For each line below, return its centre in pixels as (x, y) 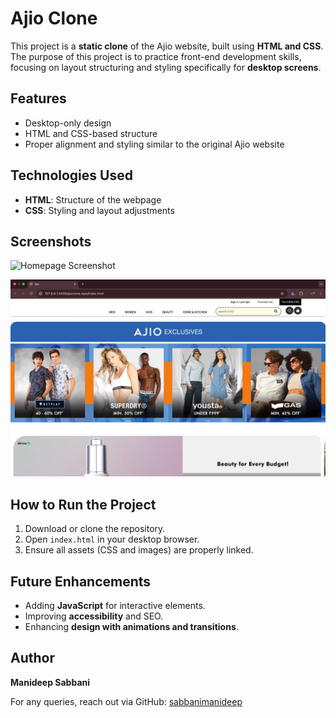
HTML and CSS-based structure (91, 133)
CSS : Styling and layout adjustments (99, 210)
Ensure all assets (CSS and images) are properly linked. (139, 550)
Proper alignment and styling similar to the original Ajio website (154, 144)
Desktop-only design (68, 123)
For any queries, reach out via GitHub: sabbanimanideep (126, 701)
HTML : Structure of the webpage (93, 199)
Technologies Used (71, 175)
